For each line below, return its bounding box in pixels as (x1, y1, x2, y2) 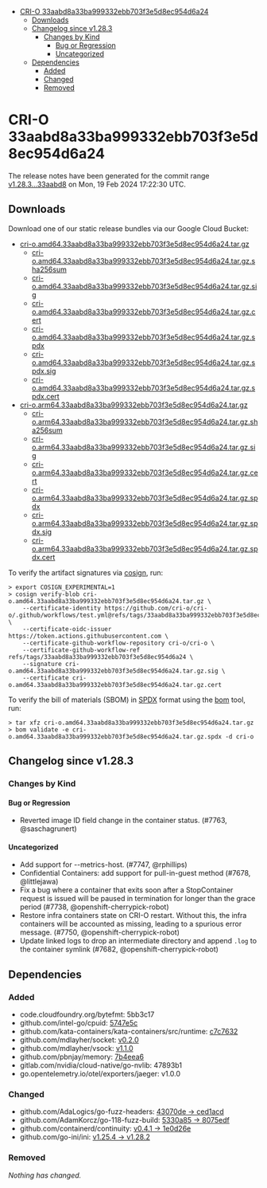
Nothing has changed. (8, 1170, 82, 1180)
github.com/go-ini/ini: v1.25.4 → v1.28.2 (19, 1132, 151, 1142)
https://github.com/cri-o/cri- (104, 604, 208, 612)
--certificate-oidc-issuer (22, 625, 112, 633)
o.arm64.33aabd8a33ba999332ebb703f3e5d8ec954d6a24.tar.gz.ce (31, 468, 258, 477)
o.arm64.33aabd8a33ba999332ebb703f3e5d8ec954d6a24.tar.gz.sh (31, 417, 258, 426)
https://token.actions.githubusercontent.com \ (8, 632, 169, 640)
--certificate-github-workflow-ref (22, 645, 141, 654)
